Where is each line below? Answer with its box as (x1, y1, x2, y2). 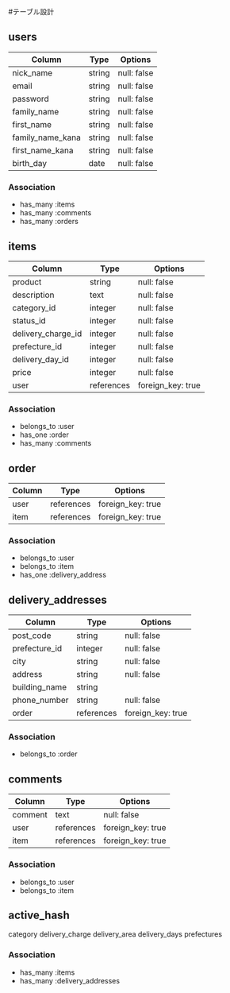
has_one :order (19, 430, 69, 439)
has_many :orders (19, 217, 79, 226)
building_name (12, 682, 67, 693)
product (12, 276, 42, 288)
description (12, 289, 55, 300)
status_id (12, 315, 46, 326)
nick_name (12, 67, 53, 78)
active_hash (8, 908, 70, 922)
